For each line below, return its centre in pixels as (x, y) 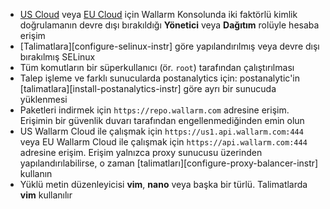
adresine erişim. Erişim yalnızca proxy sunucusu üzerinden (141, 152)
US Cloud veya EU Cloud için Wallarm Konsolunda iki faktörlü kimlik (158, 14)
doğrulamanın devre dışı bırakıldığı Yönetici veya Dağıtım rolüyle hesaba (169, 25)
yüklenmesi (43, 99)
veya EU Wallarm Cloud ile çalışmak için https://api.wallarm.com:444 (163, 142)
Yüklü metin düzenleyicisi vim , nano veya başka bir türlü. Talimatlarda (163, 184)
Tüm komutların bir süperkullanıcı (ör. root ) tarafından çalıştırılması (157, 67)
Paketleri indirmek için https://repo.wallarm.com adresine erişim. (154, 110)
